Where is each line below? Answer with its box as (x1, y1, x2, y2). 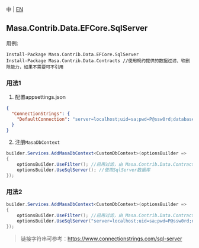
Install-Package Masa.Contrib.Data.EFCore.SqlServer (6, 51, 139, 57)
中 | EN (6, 6, 24, 12)
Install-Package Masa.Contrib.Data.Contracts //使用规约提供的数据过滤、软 (6, 57, 185, 64)
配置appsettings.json (14, 94, 66, 101)
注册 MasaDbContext (14, 139, 60, 146)
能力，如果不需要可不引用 (10, 64, 64, 70)
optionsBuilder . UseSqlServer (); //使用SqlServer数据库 (17, 167, 150, 173)
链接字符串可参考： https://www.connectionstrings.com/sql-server (20, 235, 182, 242)
